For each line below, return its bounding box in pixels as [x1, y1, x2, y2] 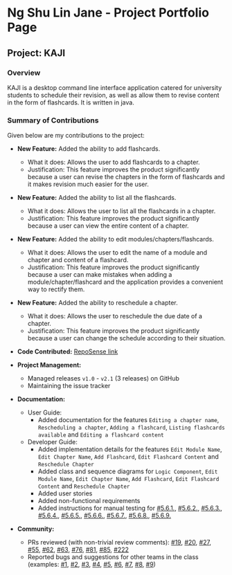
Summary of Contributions [7, 116, 99, 125]
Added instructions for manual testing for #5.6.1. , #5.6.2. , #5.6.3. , [37, 504, 223, 513]
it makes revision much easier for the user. [27, 180, 149, 188]
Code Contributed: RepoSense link [17, 347, 118, 356]
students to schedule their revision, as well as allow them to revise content [7, 91, 220, 99]
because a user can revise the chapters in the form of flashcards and [27, 173, 225, 181]
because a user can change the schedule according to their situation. [27, 334, 226, 343]
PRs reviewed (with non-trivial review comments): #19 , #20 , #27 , [27, 538, 211, 547]
